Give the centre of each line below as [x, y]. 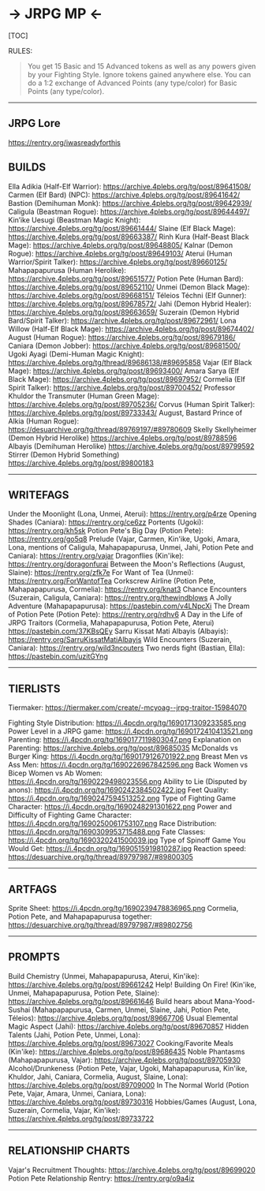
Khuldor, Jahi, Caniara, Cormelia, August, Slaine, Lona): [98, 1077]
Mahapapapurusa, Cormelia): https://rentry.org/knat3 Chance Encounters [127, 589]
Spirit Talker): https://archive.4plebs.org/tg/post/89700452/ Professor [122, 387]
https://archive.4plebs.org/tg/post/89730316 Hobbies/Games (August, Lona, [132, 1102]
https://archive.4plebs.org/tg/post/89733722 [81, 1118]
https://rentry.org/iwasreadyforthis [64, 142]
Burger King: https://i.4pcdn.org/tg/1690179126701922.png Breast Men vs [128, 756]
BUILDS [27, 168]
